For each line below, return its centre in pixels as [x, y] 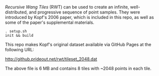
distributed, [16, 12]
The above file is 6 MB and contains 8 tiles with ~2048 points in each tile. [78, 68]
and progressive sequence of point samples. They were [85, 12]
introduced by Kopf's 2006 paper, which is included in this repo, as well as [79, 17]
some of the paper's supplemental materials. [50, 22]
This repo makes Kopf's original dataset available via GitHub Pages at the [78, 45]
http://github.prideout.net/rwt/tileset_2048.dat [51, 59]
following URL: [20, 50]
